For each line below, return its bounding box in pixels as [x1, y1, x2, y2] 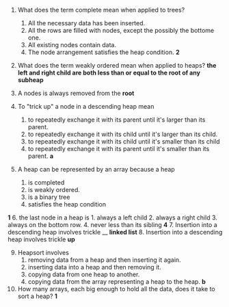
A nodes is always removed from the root [17, 89, 135, 97]
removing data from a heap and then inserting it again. [27, 256, 181, 264]
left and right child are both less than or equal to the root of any [17, 68, 201, 77]
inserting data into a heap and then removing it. [27, 263, 161, 271]
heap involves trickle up [8, 235, 76, 243]
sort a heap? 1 [17, 292, 57, 300]
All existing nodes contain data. [27, 41, 117, 49]
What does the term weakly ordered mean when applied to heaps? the [17, 62, 217, 69]
